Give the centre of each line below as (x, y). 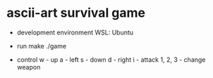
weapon (29, 67)
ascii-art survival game (76, 13)
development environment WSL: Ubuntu (75, 32)
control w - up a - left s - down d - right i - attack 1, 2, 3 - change (111, 59)
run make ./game (42, 46)
